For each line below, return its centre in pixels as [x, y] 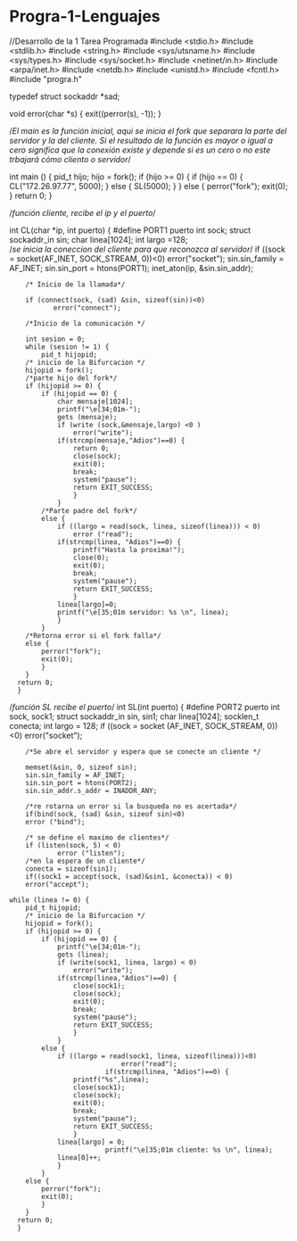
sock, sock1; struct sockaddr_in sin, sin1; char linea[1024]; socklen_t [134, 716]
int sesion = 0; [56, 339]
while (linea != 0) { [49, 900]
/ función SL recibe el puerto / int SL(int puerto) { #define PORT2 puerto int [145, 707]
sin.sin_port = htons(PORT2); [82, 782]
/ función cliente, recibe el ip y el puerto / [82, 212]
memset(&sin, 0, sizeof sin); [82, 767]
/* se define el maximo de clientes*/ [97, 837]
